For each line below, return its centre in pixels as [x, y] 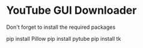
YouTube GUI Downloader [71, 10]
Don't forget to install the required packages [61, 27]
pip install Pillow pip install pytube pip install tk [64, 38]
